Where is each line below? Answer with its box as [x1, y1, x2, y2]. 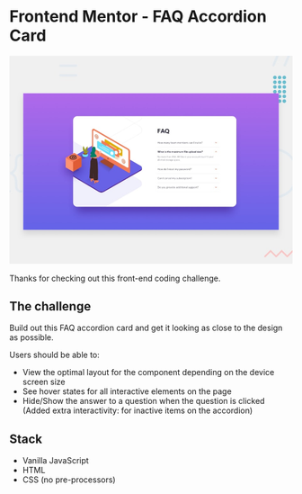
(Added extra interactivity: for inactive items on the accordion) [22, 405, 253, 416]
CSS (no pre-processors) [22, 474, 116, 485]
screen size [22, 376, 66, 388]
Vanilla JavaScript [22, 455, 90, 466]
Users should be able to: [9, 349, 101, 361]
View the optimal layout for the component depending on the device [22, 367, 275, 378]
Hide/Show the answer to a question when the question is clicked [22, 396, 265, 407]
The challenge [9, 299, 92, 314]
